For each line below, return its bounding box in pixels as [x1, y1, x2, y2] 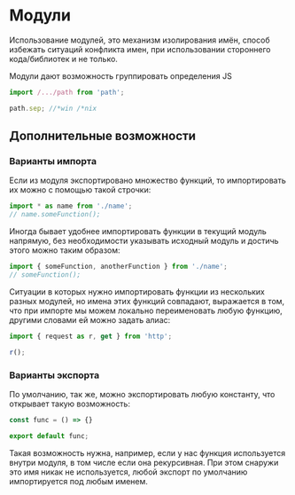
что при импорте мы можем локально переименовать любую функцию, [9, 305, 283, 316]
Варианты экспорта [9, 369, 100, 381]
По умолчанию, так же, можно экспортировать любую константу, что [9, 389, 276, 399]
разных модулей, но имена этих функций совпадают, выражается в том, [9, 295, 285, 306]
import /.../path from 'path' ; [9, 88, 125, 97]
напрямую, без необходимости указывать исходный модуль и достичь [9, 236, 279, 247]
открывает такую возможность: [9, 398, 131, 409]
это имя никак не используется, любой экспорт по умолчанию [9, 467, 248, 477]
